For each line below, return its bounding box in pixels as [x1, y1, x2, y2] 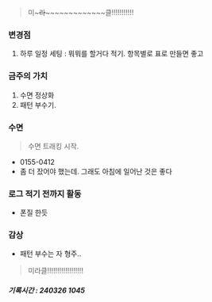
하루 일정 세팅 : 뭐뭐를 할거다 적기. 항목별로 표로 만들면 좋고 [19, 49, 204, 59]
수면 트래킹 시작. [27, 141, 79, 151]
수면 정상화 [19, 90, 55, 100]
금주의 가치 [8, 71, 48, 82]
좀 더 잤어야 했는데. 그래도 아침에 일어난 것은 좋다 [19, 166, 172, 176]
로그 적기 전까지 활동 [8, 188, 82, 199]
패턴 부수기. [19, 100, 57, 109]
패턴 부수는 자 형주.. [19, 249, 82, 258]
